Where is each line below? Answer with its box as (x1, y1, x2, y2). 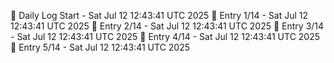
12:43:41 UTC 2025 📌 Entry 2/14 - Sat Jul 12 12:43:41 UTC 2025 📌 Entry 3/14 (10, 20, 325, 32)
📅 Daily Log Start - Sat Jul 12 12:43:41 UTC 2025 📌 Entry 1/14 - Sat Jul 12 (10, 10, 308, 21)
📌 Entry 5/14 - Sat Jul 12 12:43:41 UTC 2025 (10, 41, 191, 53)
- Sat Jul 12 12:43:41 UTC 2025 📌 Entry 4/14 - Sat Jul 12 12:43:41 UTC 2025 (10, 31, 321, 42)
